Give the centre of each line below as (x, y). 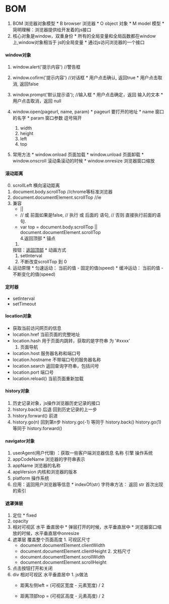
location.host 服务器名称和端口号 (46, 353)
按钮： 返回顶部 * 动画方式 (39, 250)
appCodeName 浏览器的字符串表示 (49, 459)
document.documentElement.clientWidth (63, 546)
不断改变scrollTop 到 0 (43, 262)
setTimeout (24, 304)
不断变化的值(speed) (34, 274)
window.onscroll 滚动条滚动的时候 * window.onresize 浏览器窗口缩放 (83, 161)
